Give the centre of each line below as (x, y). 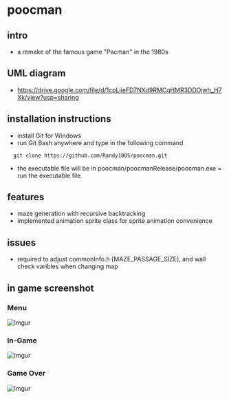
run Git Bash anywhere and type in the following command (100, 142)
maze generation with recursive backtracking (81, 214)
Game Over (26, 374)
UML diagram (36, 73)
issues (22, 242)
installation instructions (59, 119)
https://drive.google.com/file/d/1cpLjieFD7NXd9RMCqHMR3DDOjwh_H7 (119, 90)
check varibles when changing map (67, 266)
